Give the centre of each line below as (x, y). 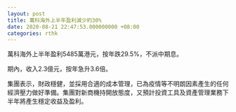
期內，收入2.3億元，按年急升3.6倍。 (60, 69)
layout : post (26, 14)
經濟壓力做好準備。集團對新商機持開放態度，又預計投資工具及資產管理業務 (115, 92)
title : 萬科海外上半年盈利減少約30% (54, 20)
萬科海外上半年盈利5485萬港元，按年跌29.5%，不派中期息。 (95, 54)
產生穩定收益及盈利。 (57, 101)
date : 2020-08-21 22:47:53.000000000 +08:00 (73, 27)
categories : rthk (33, 33)
